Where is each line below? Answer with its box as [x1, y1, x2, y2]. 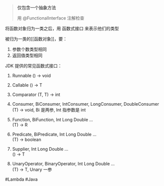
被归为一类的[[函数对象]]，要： [5, 36, 68, 42]
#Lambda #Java [5, 176, 38, 182]
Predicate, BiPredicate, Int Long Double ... [12, 132, 97, 137]
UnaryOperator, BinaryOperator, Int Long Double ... [12, 161, 115, 166]
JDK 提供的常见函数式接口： [5, 63, 62, 69]
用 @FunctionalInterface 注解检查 [17, 15, 85, 21]
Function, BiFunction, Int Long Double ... [12, 117, 93, 122]
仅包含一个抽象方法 [17, 5, 56, 10]
